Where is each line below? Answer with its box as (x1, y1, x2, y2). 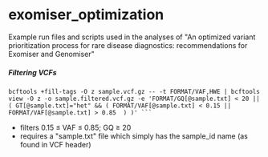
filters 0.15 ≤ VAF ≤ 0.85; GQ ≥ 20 (19, 123, 132, 132)
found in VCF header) (19, 139, 91, 149)
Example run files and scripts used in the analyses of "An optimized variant (8, 32, 256, 42)
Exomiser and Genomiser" (8, 49, 95, 58)
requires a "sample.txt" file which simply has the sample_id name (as (19, 131, 249, 141)
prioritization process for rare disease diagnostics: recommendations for (8, 40, 248, 50)
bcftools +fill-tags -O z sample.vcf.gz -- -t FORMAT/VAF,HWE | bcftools (8, 87, 261, 95)
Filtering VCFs (8, 67, 58, 77)
